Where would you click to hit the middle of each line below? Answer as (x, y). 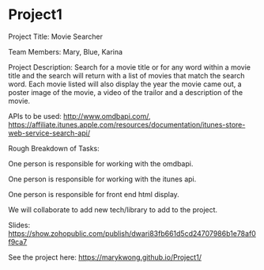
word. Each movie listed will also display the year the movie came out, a (125, 84)
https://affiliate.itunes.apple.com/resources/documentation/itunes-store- (127, 124)
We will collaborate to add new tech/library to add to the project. (113, 209)
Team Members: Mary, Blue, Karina (66, 51)
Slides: (19, 225)
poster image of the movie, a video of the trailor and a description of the (126, 92)
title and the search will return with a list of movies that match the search (126, 75)
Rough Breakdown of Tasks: (54, 148)
